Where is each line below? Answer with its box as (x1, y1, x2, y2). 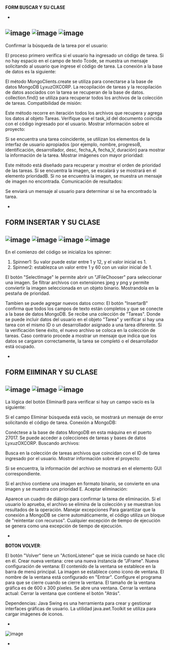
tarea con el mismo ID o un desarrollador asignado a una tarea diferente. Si (5, 322, 162, 328)
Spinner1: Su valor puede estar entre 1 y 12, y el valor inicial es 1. (12, 259, 147, 265)
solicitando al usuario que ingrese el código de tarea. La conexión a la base (5, 63, 163, 69)
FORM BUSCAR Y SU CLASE (5, 5, 65, 10)
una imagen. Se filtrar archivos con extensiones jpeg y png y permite (5, 279, 150, 286)
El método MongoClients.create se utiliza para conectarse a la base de (5, 78, 153, 84)
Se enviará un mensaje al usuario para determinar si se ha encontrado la (5, 188, 157, 194)
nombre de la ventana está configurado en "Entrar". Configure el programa (5, 574, 161, 580)
